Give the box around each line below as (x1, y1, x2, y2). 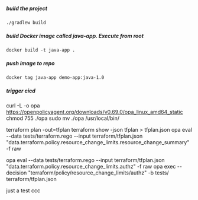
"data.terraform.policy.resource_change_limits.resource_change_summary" (6, 138, 190, 145)
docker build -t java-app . (6, 47, 76, 53)
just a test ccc (6, 187, 40, 194)
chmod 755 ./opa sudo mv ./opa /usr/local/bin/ (6, 115, 120, 122)
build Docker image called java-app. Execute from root (6, 32, 144, 39)
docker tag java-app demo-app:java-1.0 (6, 74, 105, 80)
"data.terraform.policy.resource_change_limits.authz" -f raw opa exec (6, 163, 176, 170)
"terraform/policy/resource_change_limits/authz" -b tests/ (28, 169, 169, 176)
